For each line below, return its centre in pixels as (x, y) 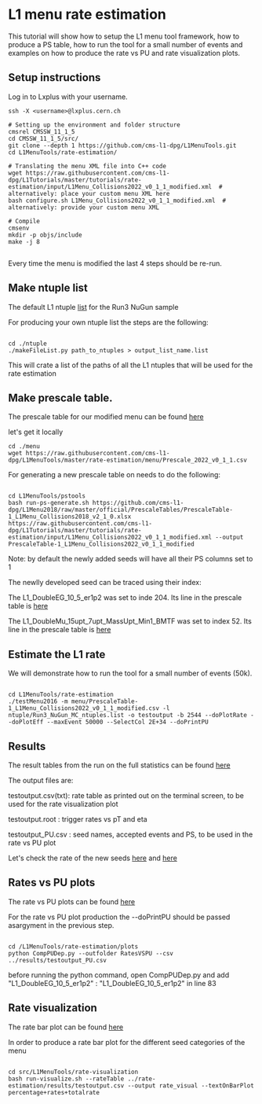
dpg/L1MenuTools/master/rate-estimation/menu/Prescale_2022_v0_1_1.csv (127, 460)
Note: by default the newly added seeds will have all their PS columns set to (131, 559)
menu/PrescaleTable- (105, 701)
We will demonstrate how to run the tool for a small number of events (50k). (130, 673)
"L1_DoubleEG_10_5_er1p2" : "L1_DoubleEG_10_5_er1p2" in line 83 (113, 983)
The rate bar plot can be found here (66, 1027)
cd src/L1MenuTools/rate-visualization (73, 1072)
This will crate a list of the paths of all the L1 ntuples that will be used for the (131, 365)
